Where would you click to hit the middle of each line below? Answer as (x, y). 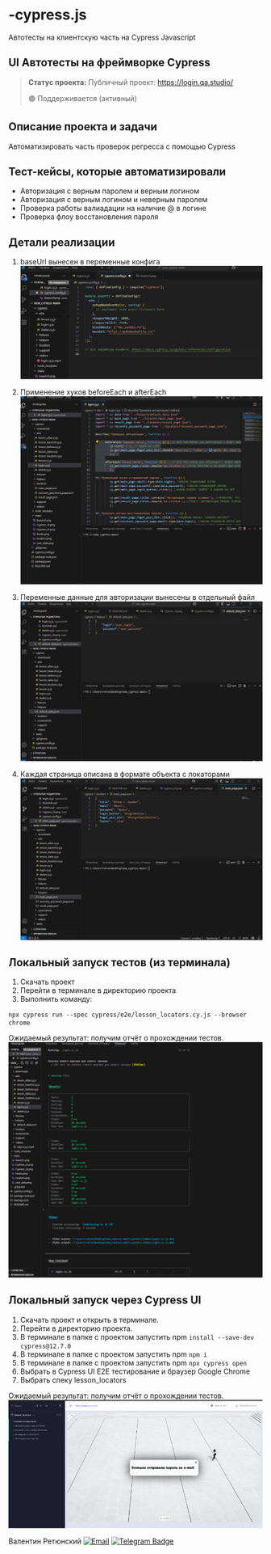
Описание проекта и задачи (83, 127)
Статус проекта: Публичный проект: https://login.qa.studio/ (131, 82)
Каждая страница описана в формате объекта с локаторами (125, 774)
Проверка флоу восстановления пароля (89, 217)
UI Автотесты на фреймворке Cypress (110, 63)
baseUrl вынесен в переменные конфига (90, 262)
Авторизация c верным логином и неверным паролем (114, 200)
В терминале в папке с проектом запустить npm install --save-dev (137, 1337)
